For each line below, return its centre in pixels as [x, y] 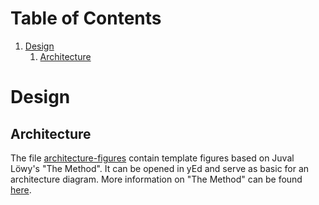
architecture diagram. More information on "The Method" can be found [156, 179]
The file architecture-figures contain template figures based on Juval [152, 158]
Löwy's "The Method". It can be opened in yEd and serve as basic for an [160, 168]
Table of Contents [86, 18]
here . [21, 189]
